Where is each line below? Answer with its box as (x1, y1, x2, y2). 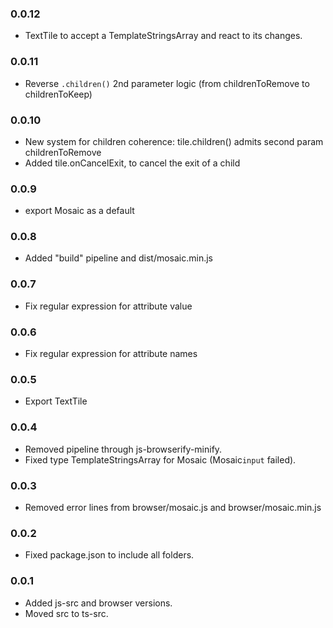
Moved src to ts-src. (24, 607, 109, 619)
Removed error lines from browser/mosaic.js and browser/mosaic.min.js (24, 501, 322, 513)
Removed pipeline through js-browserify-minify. (24, 443, 223, 455)
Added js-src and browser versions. (24, 597, 173, 609)
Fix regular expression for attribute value (24, 300, 193, 312)
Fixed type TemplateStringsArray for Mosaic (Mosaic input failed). (24, 453, 297, 466)
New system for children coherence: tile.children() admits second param (24, 135, 324, 147)
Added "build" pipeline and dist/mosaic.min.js (24, 252, 213, 264)
